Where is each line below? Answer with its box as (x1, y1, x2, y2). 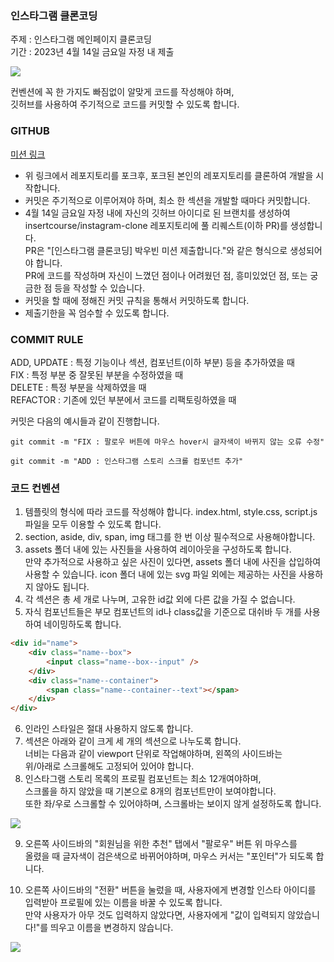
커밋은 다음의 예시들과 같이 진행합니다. (10, 415, 160, 427)
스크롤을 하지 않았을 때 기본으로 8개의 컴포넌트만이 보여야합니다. (24, 785, 277, 797)
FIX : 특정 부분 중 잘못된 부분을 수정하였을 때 (10, 368, 184, 381)
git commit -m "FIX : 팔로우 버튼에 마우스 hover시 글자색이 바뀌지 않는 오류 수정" (10, 437, 325, 447)
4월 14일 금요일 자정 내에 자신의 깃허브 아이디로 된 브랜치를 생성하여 (24, 207, 291, 219)
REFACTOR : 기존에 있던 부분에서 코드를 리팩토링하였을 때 (10, 393, 237, 406)
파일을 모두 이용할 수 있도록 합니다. (24, 518, 162, 531)
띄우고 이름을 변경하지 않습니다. (50, 922, 174, 934)
